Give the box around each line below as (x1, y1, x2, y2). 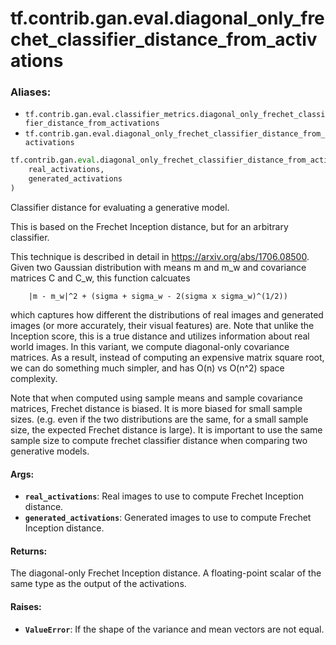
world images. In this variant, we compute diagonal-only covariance (10, 340, 290, 352)
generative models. (10, 445, 90, 457)
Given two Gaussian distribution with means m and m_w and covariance (10, 261, 307, 273)
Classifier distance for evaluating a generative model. (10, 201, 230, 213)
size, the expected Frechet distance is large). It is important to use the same (10, 423, 323, 436)
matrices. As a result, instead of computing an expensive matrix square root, (10, 351, 325, 363)
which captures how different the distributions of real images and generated (10, 308, 324, 321)
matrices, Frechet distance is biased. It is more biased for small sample (10, 402, 303, 414)
